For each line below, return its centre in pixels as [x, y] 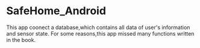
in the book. [21, 40]
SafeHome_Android [56, 11]
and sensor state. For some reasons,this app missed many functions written [100, 33]
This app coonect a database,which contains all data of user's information [98, 27]
